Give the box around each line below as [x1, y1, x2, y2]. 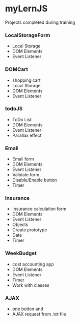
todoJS [5, 105, 23, 112]
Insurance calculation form [12, 206, 67, 212]
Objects [12, 221, 28, 228]
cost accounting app [12, 261, 54, 267]
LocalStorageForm [5, 32, 51, 39]
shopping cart [12, 77, 41, 83]
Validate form [12, 172, 40, 178]
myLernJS [5, 3, 48, 14]
